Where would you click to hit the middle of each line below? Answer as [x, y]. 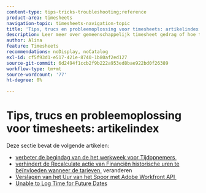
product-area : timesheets [39, 18]
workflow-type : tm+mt [34, 69]
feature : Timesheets [33, 46]
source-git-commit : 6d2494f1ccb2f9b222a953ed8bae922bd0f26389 [87, 63]
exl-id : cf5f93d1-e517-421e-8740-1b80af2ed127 [67, 57]
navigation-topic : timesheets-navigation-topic [68, 23]
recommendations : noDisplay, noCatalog [57, 52]
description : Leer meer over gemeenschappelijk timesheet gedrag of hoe [101, 35]
